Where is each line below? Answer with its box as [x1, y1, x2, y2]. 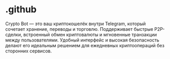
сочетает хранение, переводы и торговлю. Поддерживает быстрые [5, 26, 154, 32]
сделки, [5, 31, 22, 37]
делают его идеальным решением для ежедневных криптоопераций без [5, 42, 165, 48]
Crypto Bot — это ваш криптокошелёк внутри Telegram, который [5, 21, 146, 27]
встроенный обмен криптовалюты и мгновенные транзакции [23, 31, 157, 37]
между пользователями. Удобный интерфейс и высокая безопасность [5, 37, 160, 43]
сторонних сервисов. [5, 48, 52, 54]
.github [5, 4, 37, 15]
